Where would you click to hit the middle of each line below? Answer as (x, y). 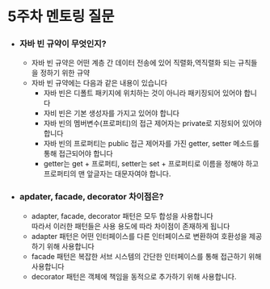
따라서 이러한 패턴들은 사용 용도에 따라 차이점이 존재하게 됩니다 (131, 226)
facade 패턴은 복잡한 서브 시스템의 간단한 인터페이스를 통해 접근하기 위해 (146, 256)
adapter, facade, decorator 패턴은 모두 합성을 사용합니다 (122, 216)
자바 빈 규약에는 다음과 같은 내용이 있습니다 (99, 83)
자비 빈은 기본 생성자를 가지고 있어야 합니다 (111, 113)
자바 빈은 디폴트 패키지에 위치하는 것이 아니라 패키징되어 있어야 (143, 93)
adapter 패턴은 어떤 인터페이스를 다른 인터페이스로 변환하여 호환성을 (139, 236)
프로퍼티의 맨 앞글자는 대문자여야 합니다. (107, 174)
